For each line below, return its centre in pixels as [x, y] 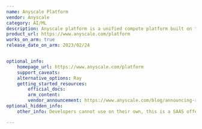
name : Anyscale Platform [37, 12]
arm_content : [44, 95]
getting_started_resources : [52, 84]
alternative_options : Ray [50, 78]
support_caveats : [39, 73]
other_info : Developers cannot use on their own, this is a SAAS [101, 112]
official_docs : [47, 89]
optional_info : [25, 61]
